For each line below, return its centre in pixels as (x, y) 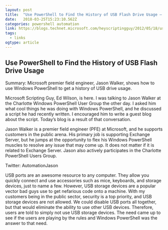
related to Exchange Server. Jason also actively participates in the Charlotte (83, 150)
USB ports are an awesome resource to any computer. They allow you (77, 175)
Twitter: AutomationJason (32, 165)
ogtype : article (22, 43)
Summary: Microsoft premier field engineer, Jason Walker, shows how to (80, 83)
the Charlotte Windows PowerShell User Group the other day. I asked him (81, 103)
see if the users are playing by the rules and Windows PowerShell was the (81, 218)
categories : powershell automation (42, 24)
